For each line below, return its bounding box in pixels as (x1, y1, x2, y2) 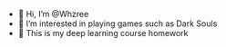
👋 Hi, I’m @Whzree (17, 9, 89, 19)
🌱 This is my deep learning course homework (17, 28, 189, 38)
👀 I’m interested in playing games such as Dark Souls (17, 18, 218, 29)
